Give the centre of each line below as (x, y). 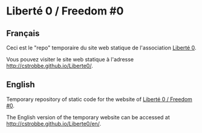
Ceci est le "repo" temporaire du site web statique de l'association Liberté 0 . (101, 48)
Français (23, 33)
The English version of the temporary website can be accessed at (88, 117)
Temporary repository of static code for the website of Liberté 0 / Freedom (99, 99)
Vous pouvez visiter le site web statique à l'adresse (70, 59)
